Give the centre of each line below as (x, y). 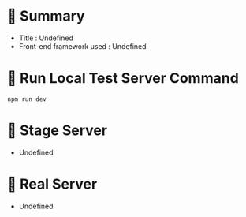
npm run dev (27, 99)
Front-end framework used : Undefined (82, 46)
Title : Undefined (46, 38)
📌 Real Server (52, 184)
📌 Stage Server (58, 131)
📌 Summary (46, 16)
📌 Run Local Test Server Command (123, 79)
